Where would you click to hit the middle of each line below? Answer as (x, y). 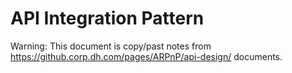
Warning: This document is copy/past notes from (111, 46)
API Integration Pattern (107, 18)
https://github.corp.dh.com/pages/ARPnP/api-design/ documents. (146, 56)
